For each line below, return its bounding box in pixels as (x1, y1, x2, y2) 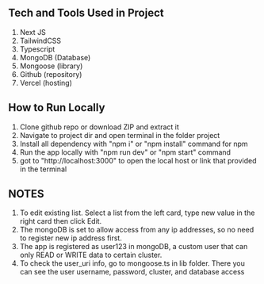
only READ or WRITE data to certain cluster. (19, 250, 163, 260)
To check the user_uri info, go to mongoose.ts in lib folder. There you (19, 259, 246, 268)
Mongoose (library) (19, 61, 83, 71)
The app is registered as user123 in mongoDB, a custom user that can (19, 242, 248, 251)
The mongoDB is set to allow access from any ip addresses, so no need (19, 225, 254, 235)
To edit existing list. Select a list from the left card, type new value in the (19, 208, 255, 217)
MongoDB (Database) (19, 52, 91, 62)
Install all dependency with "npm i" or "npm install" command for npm (19, 139, 248, 148)
